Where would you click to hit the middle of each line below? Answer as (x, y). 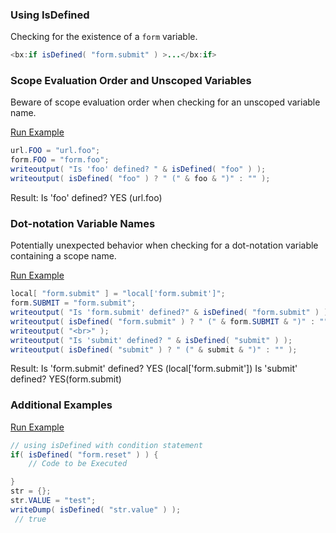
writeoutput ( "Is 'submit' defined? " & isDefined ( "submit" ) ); (151, 340)
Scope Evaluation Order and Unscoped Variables (131, 81)
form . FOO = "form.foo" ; (60, 160)
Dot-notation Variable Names (83, 223)
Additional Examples (61, 405)
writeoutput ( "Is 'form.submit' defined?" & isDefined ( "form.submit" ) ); (171, 313)
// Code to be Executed (78, 464)
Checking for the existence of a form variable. (104, 37)
